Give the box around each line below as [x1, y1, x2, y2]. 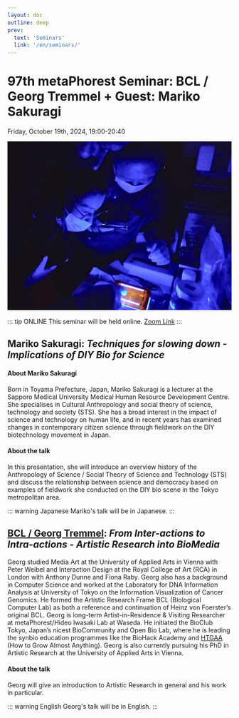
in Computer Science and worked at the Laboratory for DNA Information [7, 580, 218, 589]
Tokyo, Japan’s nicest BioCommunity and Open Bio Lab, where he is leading [7, 625, 230, 634]
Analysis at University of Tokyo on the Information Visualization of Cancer [7, 587, 224, 596]
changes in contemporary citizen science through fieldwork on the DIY [7, 423, 215, 431]
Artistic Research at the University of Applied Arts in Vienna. [7, 648, 184, 657]
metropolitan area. [7, 492, 61, 501]
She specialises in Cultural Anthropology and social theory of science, [7, 400, 213, 408]
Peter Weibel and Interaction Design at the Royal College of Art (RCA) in [7, 565, 218, 574]
